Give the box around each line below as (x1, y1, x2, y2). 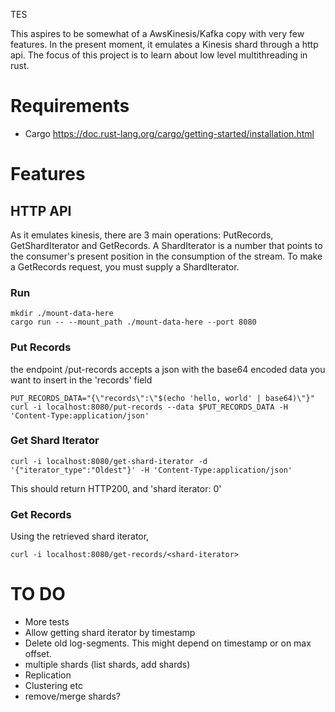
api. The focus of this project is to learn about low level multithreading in (10, 49, 308, 61)
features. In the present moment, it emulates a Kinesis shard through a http (10, 39, 319, 50)
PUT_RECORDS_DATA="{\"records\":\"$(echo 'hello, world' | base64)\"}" (10, 393, 315, 403)
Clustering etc (24, 680, 83, 692)
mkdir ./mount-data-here (10, 309, 114, 319)
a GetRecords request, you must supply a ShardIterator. (10, 260, 240, 273)
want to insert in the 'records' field (10, 374, 153, 386)
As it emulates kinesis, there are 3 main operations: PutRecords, (10, 229, 274, 241)
